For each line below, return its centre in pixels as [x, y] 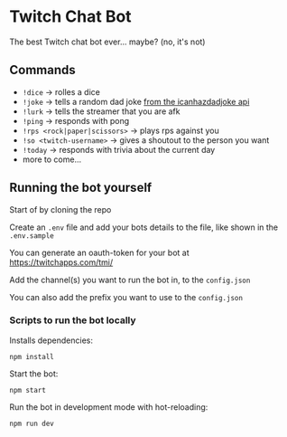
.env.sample [32, 236]
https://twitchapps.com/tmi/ [61, 262]
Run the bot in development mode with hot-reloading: [109, 407]
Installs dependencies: [51, 340]
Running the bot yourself [81, 188]
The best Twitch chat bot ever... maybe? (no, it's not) [107, 42]
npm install [32, 356]
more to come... [52, 159]
